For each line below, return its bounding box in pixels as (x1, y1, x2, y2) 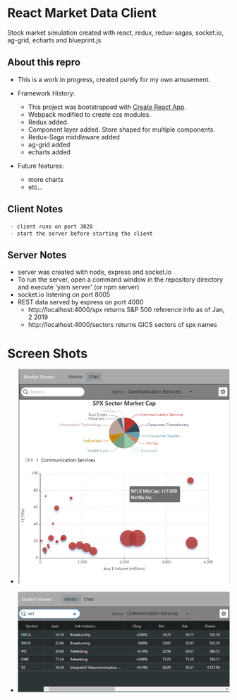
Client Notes (7, 203, 63, 215)
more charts (28, 175, 63, 183)
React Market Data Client (7, 5, 157, 21)
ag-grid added (28, 140, 71, 149)
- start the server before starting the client (10, 230, 153, 237)
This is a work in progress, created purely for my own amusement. (17, 75, 211, 84)
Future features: (17, 161, 65, 170)
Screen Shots (7, 345, 88, 362)
